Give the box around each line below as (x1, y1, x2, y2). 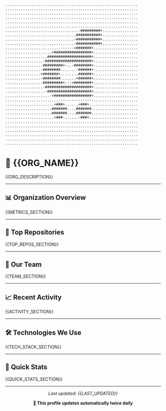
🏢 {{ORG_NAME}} (5, 158, 79, 169)
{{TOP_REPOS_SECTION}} (5, 241, 59, 247)
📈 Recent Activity (5, 293, 62, 301)
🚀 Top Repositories (5, 228, 64, 236)
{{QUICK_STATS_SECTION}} (5, 376, 63, 382)
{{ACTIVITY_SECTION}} (5, 309, 54, 315)
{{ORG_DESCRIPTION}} (5, 174, 53, 179)
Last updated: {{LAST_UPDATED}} (48, 390, 118, 396)
